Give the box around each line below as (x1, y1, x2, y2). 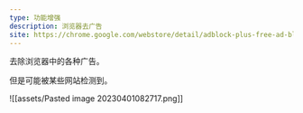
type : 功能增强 (9, 13, 61, 23)
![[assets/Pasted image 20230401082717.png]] (9, 93, 183, 104)
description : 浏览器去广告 (9, 22, 103, 31)
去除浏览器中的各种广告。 (9, 56, 105, 67)
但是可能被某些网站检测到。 (9, 75, 113, 86)
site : (9, 30, 30, 39)
